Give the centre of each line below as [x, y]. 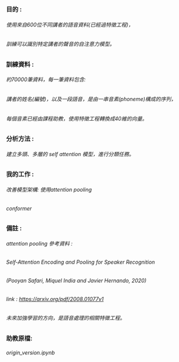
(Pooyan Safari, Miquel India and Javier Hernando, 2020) [76, 280]
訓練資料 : [20, 64]
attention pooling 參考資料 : [39, 243]
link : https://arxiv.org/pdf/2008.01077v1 [55, 299]
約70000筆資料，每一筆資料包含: [46, 80]
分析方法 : [20, 139]
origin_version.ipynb [30, 353]
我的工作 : [20, 174]
